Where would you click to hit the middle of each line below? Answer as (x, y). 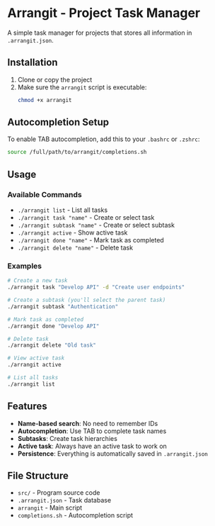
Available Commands (45, 194)
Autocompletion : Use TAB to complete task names (92, 431)
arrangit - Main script (50, 508)
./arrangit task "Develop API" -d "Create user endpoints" (96, 287)
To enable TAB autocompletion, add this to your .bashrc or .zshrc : (104, 139)
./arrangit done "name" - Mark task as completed (91, 240)
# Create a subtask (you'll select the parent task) (87, 300)
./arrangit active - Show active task (72, 233)
